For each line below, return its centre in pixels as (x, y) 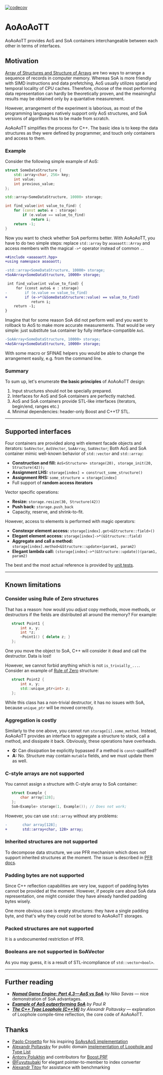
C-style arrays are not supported (45, 773)
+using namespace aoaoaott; (33, 262)
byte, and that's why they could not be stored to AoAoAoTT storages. (74, 916)
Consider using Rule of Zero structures (52, 599)
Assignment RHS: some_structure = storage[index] (65, 478)
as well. (20, 761)
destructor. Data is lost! (28, 656)
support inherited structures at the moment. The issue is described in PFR (79, 857)
